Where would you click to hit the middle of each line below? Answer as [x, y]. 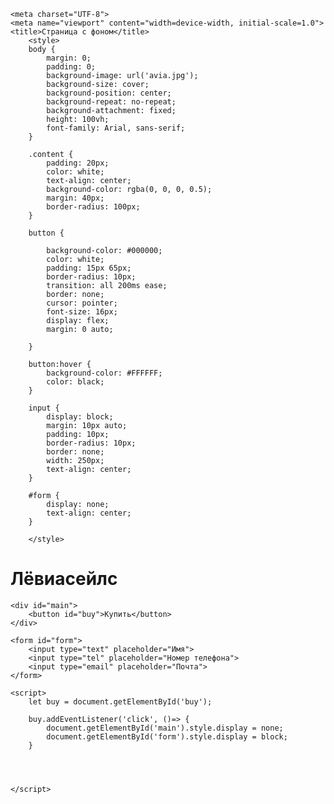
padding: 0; [71, 67]
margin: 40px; [75, 198]
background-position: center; [109, 93]
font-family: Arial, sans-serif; [116, 128]
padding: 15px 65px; [89, 268]
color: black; [75, 382]
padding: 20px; [78, 163]
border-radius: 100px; [93, 207]
